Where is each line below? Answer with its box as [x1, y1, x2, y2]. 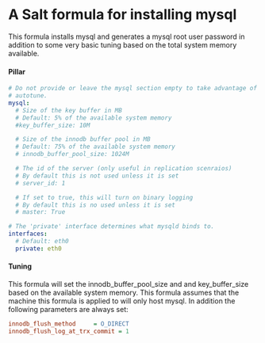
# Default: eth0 [15, 238, 69, 246]
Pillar [8, 67, 26, 76]
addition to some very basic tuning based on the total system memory [8, 40, 237, 49]
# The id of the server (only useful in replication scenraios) [15, 165, 232, 173]
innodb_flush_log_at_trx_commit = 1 [8, 327, 129, 335]
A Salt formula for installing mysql [8, 6, 237, 24]
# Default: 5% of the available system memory [15, 113, 172, 122]
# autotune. [8, 92, 48, 100]
